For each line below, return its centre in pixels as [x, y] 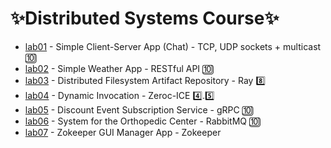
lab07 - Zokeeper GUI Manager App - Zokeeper [123, 132]
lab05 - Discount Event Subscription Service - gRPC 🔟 [139, 109]
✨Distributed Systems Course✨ [145, 18]
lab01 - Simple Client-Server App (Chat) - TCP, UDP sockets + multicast [173, 46]
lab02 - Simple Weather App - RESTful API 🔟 [119, 68]
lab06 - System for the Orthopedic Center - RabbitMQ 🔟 [143, 121]
